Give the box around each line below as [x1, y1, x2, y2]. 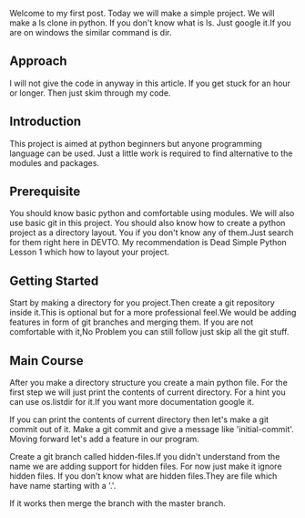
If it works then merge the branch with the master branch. [9, 498, 226, 509]
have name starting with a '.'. [9, 481, 117, 492]
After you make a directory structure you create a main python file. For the [9, 378, 289, 388]
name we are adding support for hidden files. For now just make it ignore [9, 461, 282, 472]
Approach [9, 54, 67, 69]
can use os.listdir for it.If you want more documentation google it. [9, 397, 255, 408]
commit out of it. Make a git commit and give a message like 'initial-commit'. [9, 424, 294, 435]
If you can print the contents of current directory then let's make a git [9, 414, 269, 425]
